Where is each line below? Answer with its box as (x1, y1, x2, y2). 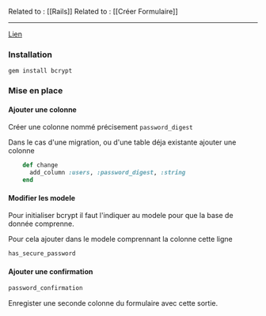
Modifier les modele (8, 193, 76, 202)
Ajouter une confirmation (8, 266, 93, 276)
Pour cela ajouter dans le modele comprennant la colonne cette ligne (8, 235, 233, 244)
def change (22, 161, 59, 169)
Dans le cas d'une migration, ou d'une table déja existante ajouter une (8, 137, 237, 147)
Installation (8, 49, 53, 60)
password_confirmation (8, 284, 83, 292)
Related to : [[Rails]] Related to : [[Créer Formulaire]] (8, 7, 178, 16)
